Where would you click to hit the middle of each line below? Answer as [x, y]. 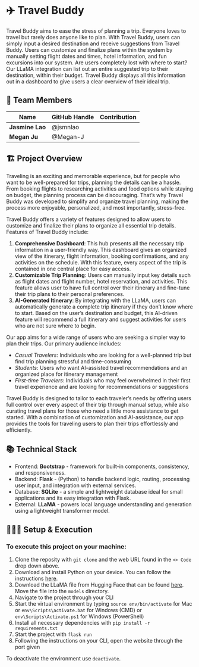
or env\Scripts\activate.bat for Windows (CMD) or [78, 610]
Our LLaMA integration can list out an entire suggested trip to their [87, 68]
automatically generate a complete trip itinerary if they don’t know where [104, 307]
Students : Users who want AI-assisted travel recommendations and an [101, 367]
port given [27, 647]
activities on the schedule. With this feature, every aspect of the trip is [101, 262]
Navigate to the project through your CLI [64, 597]
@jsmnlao [65, 127]
